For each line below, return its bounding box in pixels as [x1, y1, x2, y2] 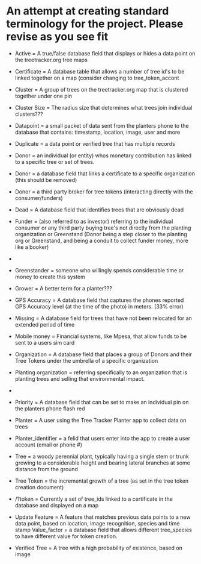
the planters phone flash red [14, 405, 85, 412]
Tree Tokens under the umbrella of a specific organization [14, 357, 158, 364]
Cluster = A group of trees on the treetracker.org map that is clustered [14, 86, 188, 93]
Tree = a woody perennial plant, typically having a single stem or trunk [14, 453, 189, 460]
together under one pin [14, 92, 73, 99]
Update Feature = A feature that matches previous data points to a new [14, 513, 191, 521]
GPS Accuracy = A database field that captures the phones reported [14, 296, 184, 304]
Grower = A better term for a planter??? [14, 284, 112, 292]
